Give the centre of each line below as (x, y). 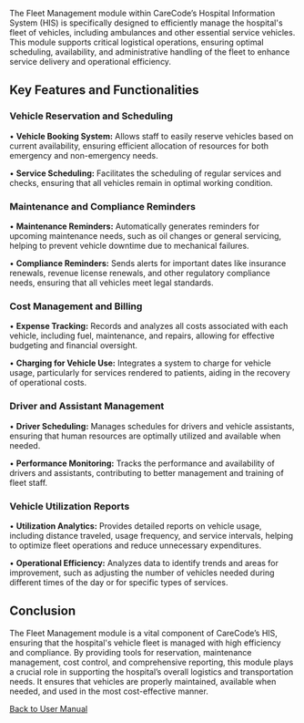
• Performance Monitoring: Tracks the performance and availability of (142, 463)
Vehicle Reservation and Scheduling (91, 116)
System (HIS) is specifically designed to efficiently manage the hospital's (147, 23)
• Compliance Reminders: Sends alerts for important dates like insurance (148, 263)
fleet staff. (29, 482)
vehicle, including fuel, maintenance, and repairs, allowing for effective (142, 336)
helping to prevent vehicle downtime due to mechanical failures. (129, 245)
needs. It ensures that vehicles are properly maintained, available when (143, 681)
